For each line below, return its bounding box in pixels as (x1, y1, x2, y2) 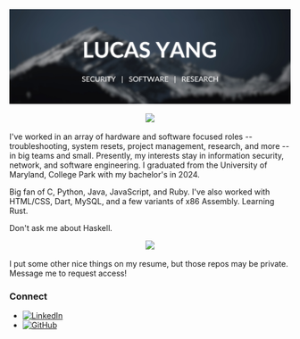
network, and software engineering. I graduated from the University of (9, 160, 268, 170)
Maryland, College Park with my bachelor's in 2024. (9, 169, 201, 179)
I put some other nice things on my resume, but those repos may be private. (9, 258, 288, 269)
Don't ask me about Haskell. (9, 222, 113, 233)
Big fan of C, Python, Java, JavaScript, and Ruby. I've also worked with (9, 186, 271, 197)
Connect (9, 290, 47, 302)
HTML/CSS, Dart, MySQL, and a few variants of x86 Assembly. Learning (9, 195, 275, 206)
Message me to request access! (9, 268, 128, 278)
